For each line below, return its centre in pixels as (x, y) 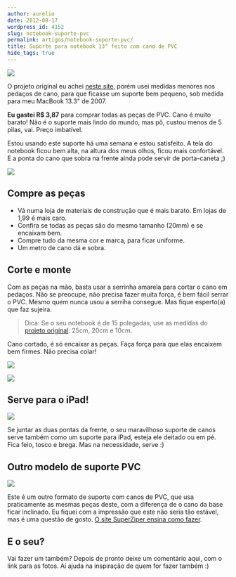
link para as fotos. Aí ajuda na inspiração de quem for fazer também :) (108, 566)
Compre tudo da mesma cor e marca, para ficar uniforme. (101, 240)
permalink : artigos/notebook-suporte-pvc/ (70, 40)
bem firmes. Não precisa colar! (52, 351)
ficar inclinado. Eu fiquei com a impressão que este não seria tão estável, (113, 512)
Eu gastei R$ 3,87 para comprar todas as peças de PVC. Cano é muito (109, 115)
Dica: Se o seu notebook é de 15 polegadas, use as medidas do (116, 323)
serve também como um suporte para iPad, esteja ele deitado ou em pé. (112, 437)
